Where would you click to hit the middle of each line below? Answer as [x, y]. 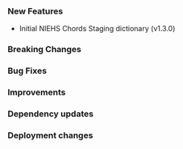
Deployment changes [50, 135]
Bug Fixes [27, 71]
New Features [35, 11]
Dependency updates [51, 114]
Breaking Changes [45, 50]
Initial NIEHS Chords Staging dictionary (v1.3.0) [97, 29]
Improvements [37, 92]
